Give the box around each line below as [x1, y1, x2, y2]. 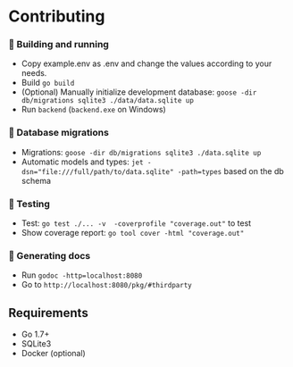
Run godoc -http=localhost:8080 [21, 270, 143, 280]
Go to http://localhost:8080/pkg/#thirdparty [21, 279, 193, 290]
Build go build [21, 78, 75, 88]
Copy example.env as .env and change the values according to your [21, 58, 272, 69]
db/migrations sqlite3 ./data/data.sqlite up [21, 96, 194, 105]
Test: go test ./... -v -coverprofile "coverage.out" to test [21, 218, 252, 229]
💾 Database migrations [8, 127, 109, 139]
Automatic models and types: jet [21, 156, 144, 167]
